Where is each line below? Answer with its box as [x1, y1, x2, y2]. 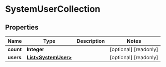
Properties [5, 23, 39, 32]
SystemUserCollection [5, 3, 101, 15]
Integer [26, 46, 45, 53]
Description [77, 38, 105, 44]
